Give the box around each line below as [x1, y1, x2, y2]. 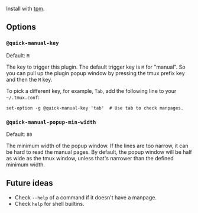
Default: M [6, 51, 30, 59]
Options [6, 22, 37, 32]
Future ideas [6, 178, 53, 188]
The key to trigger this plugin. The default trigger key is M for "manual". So [6, 63, 186, 70]
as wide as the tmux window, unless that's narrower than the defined [6, 154, 174, 162]
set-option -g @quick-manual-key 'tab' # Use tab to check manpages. [6, 105, 184, 111]
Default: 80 [6, 130, 33, 138]
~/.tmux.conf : [6, 93, 40, 101]
